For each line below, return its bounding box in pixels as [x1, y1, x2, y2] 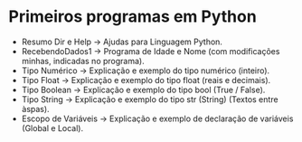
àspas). [21, 103, 51, 114]
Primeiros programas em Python [8, 6, 257, 27]
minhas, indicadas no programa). [21, 55, 146, 66]
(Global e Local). [21, 122, 83, 133]
